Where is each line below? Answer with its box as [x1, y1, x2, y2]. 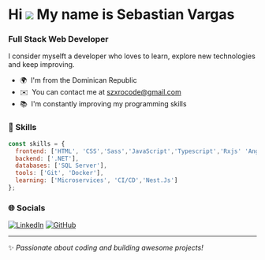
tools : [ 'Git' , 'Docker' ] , [15, 169, 104, 177]
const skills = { [8, 139, 65, 147]
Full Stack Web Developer [8, 34, 109, 45]
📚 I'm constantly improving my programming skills [19, 99, 187, 109]
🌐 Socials [8, 202, 46, 214]
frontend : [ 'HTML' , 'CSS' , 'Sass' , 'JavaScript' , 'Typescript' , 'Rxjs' [15, 147, 242, 155]
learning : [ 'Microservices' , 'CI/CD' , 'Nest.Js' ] [15, 176, 178, 184]
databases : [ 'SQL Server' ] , [15, 162, 108, 170]
